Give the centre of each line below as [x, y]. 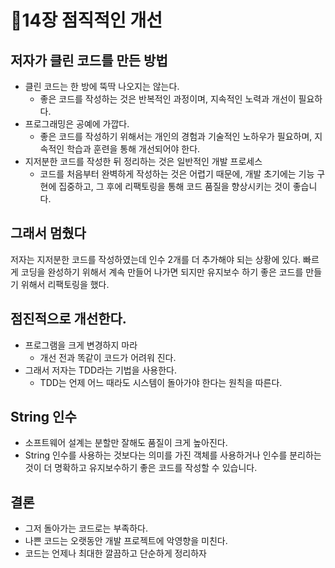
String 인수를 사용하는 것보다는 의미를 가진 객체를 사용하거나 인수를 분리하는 [173, 455]
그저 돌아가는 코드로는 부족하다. [86, 528]
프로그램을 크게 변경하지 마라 [81, 345]
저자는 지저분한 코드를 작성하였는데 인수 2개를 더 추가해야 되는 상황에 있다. [156, 259]
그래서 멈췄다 [48, 233]
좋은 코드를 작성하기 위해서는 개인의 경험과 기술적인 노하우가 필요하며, [176, 136]
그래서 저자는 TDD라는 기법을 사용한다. [101, 370]
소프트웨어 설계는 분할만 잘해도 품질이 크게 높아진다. [126, 443]
